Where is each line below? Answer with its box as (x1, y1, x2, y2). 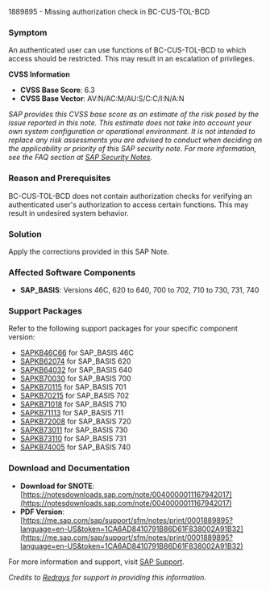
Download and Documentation (8, 462, 131, 474)
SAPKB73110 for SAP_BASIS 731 (19, 434, 127, 444)
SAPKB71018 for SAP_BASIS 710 (19, 399, 127, 409)
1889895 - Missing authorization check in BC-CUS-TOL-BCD (8, 7, 210, 16)
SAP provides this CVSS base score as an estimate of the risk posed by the (8, 109, 260, 120)
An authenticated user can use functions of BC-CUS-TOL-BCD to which (8, 45, 247, 55)
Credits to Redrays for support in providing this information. (8, 572, 207, 582)
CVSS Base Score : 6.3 (19, 85, 95, 95)
